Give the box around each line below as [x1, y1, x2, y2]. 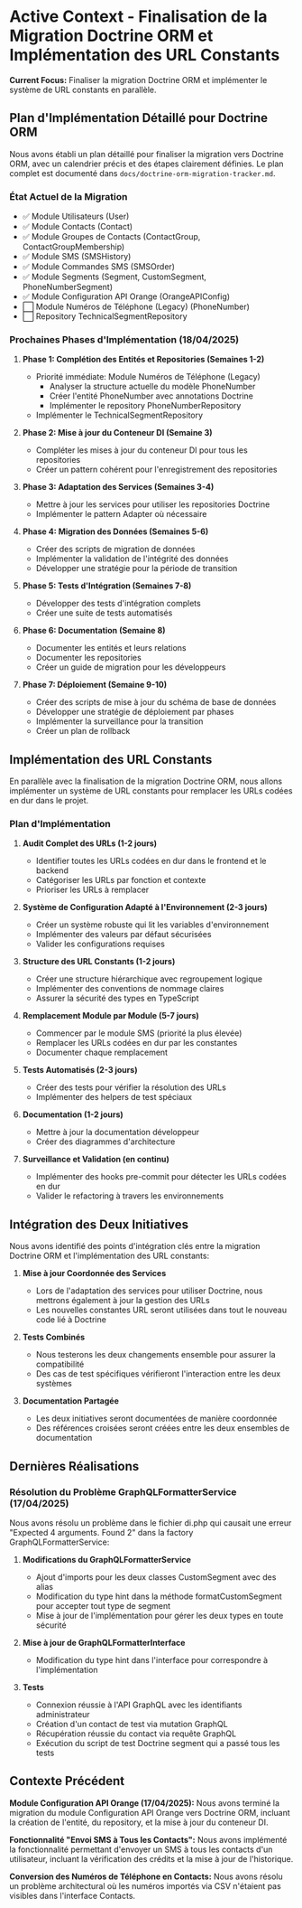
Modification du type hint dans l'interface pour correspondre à [35, 1654, 269, 1665]
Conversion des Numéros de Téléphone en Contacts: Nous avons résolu [9, 1871, 284, 1882]
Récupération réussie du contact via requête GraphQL [35, 1728, 237, 1739]
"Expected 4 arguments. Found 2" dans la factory [9, 1527, 194, 1537]
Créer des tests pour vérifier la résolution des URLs [35, 1082, 227, 1093]
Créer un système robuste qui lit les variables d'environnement [35, 919, 270, 930]
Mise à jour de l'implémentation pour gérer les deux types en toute [35, 1610, 284, 1621]
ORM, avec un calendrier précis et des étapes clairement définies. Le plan [9, 158, 284, 169]
